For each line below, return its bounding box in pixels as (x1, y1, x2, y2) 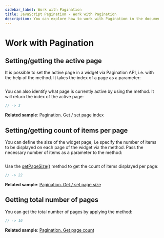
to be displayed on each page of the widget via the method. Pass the (5, 145, 143, 151)
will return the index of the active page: (5, 94, 84, 100)
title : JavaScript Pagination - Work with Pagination (5, 12, 117, 17)
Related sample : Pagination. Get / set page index (5, 112, 104, 118)
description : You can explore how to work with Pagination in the (5, 16, 143, 21)
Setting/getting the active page (5, 57, 102, 65)
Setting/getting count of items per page (5, 126, 128, 134)
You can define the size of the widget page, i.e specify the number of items (5, 139, 157, 145)
